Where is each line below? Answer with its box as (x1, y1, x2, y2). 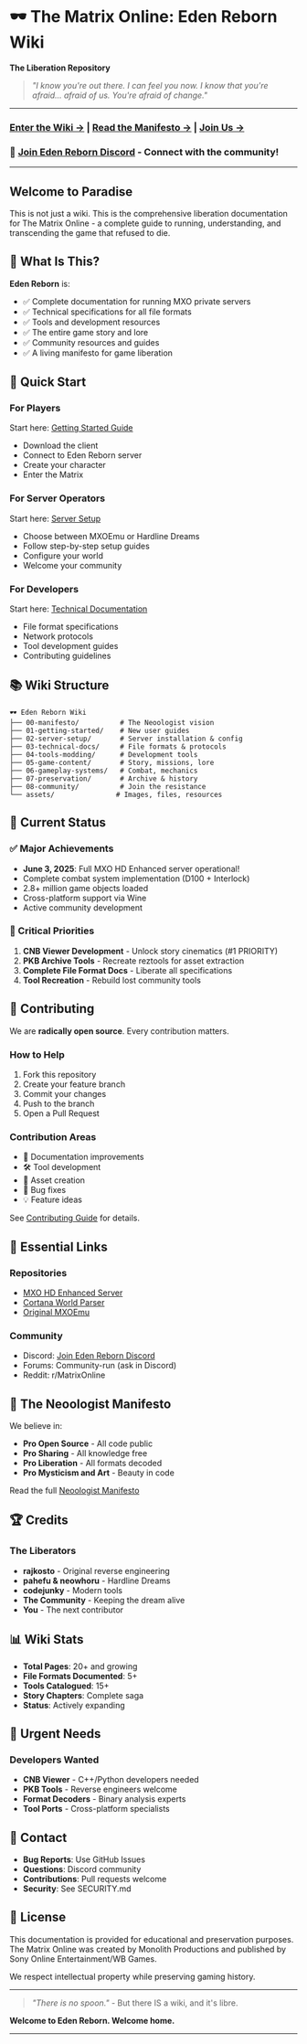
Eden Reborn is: (9, 278, 70, 289)
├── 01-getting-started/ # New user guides (9, 726, 190, 735)
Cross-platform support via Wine (22, 892, 147, 903)
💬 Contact (9, 1829, 68, 1846)
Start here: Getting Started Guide (9, 422, 134, 433)
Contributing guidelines (22, 650, 111, 662)
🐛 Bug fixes (22, 1185, 67, 1196)
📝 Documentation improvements (22, 1152, 144, 1163)
